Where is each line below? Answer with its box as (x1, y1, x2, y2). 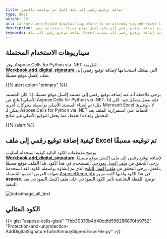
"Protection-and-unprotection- (5, 223, 68, 229)
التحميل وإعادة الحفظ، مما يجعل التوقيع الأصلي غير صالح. (5, 112, 110, 118)
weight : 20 (5, 16, 28, 21)
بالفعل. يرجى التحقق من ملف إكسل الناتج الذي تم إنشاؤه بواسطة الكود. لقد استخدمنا (5, 165, 161, 171)
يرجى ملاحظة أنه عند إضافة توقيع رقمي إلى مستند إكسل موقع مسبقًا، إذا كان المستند (5, 91, 161, 97)
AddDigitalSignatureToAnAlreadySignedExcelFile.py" (5, 229, 113, 235)
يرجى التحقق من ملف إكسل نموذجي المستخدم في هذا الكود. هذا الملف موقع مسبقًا (5, 160, 159, 166)
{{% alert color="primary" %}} (5, 82, 68, 88)
